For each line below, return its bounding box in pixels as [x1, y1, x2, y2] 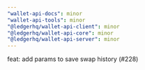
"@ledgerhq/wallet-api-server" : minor [7, 36, 120, 43]
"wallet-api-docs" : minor [7, 10, 82, 17]
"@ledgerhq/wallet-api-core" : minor [7, 29, 114, 37]
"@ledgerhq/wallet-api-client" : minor [7, 23, 120, 30]
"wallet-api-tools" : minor [7, 17, 86, 24]
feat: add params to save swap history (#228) [7, 55, 139, 63]
